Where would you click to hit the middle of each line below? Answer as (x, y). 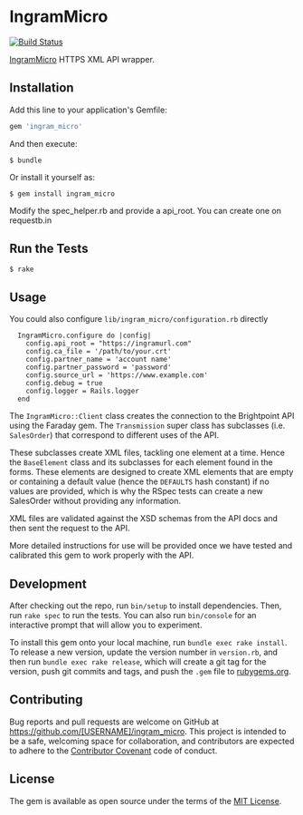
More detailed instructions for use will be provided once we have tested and (151, 546)
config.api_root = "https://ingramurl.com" (109, 344)
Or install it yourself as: (52, 177)
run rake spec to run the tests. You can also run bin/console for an (133, 616)
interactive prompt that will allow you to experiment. (106, 625)
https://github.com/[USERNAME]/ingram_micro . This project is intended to (148, 731)
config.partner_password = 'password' (99, 368)
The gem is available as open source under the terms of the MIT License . (146, 800)
